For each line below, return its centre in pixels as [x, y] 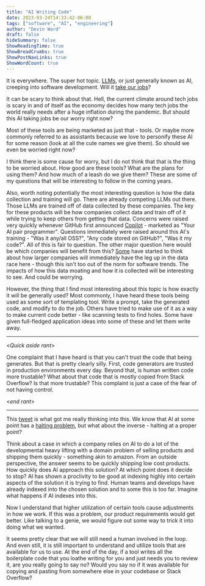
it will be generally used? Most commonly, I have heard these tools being [98, 295]
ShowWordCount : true [33, 63]
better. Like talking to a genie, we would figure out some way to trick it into [100, 520]
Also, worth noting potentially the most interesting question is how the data [101, 192]
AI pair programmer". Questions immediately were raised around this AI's [98, 231]
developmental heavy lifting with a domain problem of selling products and [100, 450]
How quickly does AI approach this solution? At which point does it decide [99, 469]
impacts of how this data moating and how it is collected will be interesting [100, 270]
